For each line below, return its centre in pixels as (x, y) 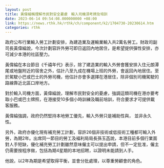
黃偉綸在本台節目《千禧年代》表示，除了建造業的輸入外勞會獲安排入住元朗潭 (82, 65)
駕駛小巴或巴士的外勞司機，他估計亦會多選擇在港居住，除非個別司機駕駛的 (84, 77)
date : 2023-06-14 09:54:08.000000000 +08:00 (51, 19)
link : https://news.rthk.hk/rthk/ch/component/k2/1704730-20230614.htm (79, 23)
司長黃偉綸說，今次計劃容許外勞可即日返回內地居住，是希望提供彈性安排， (80, 48)
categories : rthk (23, 28)
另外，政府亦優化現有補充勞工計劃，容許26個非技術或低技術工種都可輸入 (78, 132)
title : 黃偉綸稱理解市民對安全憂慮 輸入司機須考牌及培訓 (56, 14)
